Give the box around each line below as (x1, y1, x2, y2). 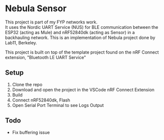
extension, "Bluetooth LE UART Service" (5, 54, 87, 60)
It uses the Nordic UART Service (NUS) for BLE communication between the (5, 24, 158, 30)
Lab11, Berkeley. (5, 40, 38, 45)
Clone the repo (12, 81, 43, 87)
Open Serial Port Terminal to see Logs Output (12, 102, 104, 108)
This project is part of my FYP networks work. (5, 19, 98, 25)
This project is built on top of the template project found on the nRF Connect (5, 49, 159, 55)
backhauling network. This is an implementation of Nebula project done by (5, 35, 156, 40)
